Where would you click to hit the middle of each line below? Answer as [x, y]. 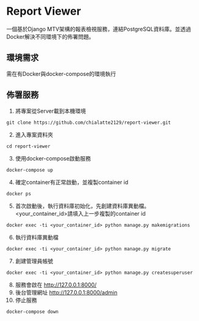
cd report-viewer [28, 146]
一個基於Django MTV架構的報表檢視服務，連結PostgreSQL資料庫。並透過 [99, 29]
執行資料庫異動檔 [37, 237]
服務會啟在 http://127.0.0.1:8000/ [56, 285]
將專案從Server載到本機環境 [51, 111]
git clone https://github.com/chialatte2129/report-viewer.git [89, 123]
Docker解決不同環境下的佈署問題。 [51, 36]
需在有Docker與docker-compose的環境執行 [61, 74]
